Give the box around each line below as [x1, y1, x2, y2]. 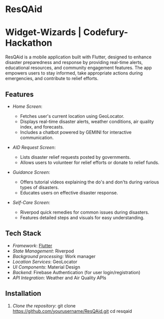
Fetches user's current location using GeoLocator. [20, 113, 125, 119]
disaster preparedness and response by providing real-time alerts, [5, 59, 143, 66]
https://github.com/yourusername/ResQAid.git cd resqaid [12, 308, 132, 314]
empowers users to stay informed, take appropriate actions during [5, 70, 143, 76]
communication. [20, 135, 54, 141]
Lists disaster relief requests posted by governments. [20, 154, 131, 160]
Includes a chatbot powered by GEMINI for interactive [20, 129, 132, 135]
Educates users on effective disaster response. [20, 189, 119, 196]
